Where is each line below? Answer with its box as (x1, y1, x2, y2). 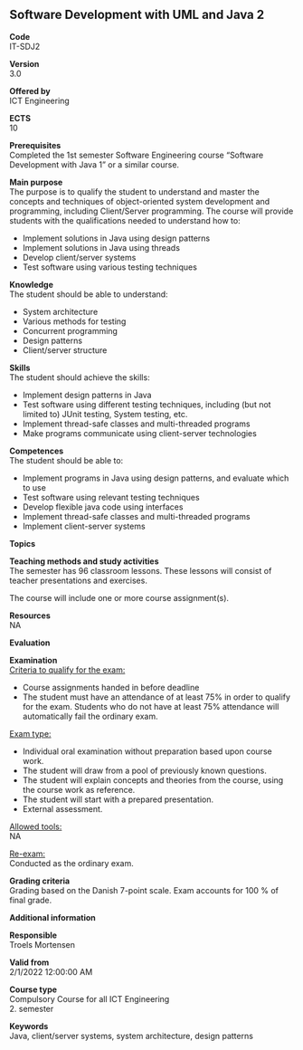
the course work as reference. (22, 784, 136, 795)
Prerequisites (9, 139, 62, 150)
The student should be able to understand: (9, 289, 169, 300)
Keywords (9, 1020, 49, 1031)
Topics (9, 538, 36, 549)
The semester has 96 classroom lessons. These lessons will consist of (9, 565, 272, 576)
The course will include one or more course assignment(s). (9, 592, 229, 603)
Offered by (9, 85, 52, 96)
